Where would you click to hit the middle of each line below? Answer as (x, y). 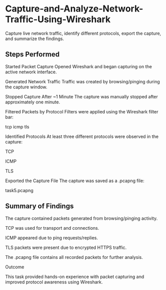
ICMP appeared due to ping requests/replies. (52, 238)
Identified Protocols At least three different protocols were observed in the (82, 136)
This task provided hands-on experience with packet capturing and (75, 276)
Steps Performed (33, 54)
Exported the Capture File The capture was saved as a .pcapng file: (75, 181)
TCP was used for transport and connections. (52, 228)
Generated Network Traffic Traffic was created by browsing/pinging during (82, 81)
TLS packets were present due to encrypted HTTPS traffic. (66, 247)
